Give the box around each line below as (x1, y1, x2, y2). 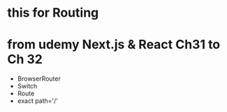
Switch (17, 82, 38, 90)
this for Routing (7, 5, 99, 21)
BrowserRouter (17, 74, 61, 83)
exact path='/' (17, 97, 58, 105)
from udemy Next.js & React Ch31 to (7, 37, 221, 53)
